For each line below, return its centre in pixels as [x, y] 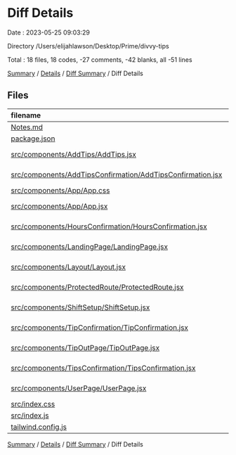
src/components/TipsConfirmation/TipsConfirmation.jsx [103, 368]
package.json [33, 139]
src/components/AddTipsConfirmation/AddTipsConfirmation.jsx [117, 174]
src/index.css [33, 404]
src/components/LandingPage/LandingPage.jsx [90, 246]
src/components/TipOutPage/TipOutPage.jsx [85, 347]
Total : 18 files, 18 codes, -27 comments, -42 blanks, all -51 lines [100, 59]
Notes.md [27, 127]
